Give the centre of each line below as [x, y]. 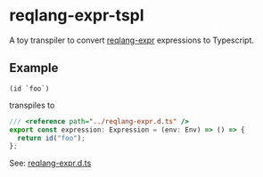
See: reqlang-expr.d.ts [50, 163]
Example [34, 68]
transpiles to [32, 105]
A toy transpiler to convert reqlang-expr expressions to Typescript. [131, 40]
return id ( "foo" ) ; [52, 138]
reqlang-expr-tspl [77, 16]
